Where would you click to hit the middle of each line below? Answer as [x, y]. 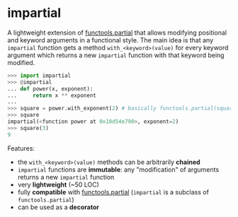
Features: [21, 148]
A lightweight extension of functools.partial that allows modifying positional [117, 33]
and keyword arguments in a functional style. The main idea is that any [110, 40]
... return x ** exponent [52, 95]
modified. [21, 62]
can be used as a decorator [58, 207]
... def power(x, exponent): [50, 89]
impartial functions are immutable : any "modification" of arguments [118, 169]
